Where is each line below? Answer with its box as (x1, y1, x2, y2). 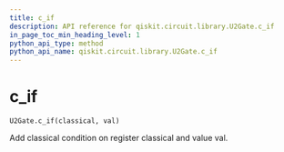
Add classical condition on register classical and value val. (9, 133, 228, 144)
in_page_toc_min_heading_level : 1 (9, 30, 141, 39)
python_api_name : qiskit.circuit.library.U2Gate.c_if (9, 47, 218, 56)
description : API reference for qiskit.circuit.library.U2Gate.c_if (9, 22, 275, 31)
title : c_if (9, 13, 55, 23)
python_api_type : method (9, 38, 104, 48)
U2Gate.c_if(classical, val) (9, 117, 120, 126)
